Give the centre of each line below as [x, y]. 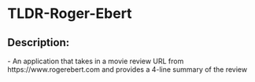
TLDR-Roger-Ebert [70, 14]
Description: [39, 43]
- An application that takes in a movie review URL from [96, 61]
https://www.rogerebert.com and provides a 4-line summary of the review [128, 70]
